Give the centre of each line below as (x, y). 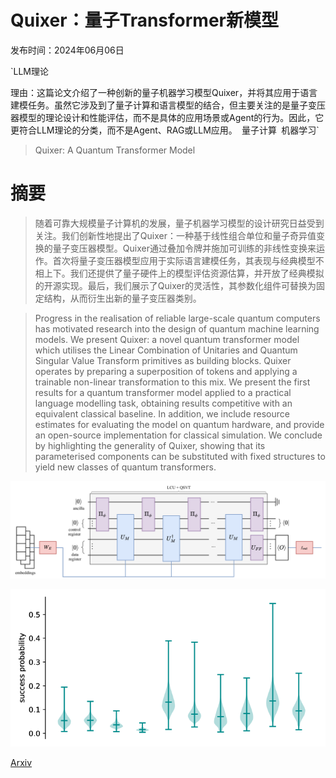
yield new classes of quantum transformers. (125, 467)
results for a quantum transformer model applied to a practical (163, 392)
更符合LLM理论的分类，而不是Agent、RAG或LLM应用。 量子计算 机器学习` (165, 130)
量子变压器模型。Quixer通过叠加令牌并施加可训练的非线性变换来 (184, 248)
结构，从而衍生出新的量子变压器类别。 (122, 298)
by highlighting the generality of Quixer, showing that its (150, 445)
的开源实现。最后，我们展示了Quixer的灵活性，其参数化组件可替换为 (175, 285)
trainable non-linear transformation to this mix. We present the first (172, 382)
